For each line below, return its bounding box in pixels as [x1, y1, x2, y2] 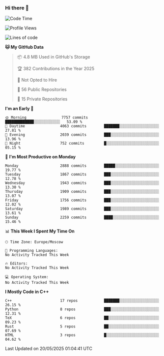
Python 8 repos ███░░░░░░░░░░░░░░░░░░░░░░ [5, 307, 160, 312]
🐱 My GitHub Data [5, 44, 44, 50]
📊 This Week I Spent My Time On [5, 228, 75, 234]
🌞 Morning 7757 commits [5, 115, 88, 120]
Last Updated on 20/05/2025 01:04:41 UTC [5, 346, 92, 352]
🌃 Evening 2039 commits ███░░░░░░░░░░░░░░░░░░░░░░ [5, 132, 160, 137]
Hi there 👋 [5, 4, 29, 11]
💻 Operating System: [5, 275, 49, 280]
